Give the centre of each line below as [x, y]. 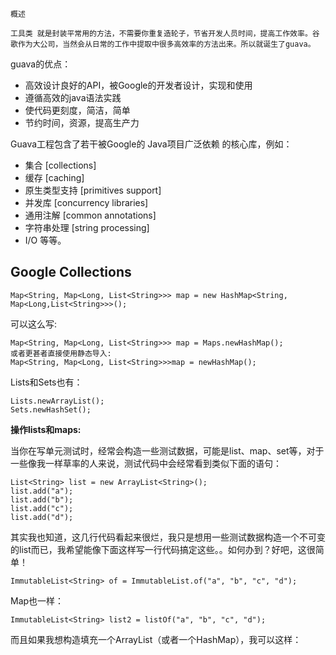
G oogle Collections [71, 272]
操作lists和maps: [46, 429]
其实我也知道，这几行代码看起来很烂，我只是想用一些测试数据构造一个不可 [163, 537]
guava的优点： [41, 64]
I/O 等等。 [45, 240]
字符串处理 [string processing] [87, 227]
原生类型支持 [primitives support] [93, 190]
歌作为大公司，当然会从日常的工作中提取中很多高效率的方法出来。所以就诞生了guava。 [163, 44]
